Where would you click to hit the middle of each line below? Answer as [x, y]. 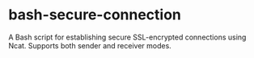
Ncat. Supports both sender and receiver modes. [90, 45]
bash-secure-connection [95, 15]
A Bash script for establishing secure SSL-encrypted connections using [127, 37]
